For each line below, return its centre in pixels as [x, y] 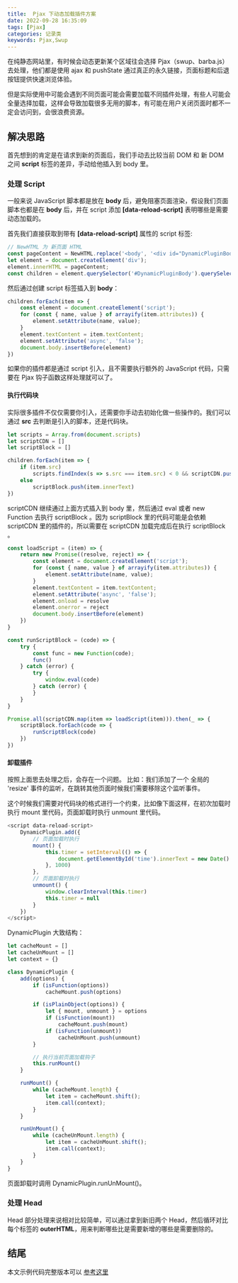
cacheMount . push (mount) [93, 1025]
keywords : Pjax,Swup [38, 40]
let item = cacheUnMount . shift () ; [96, 1142]
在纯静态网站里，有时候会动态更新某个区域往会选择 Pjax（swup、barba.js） [118, 62]
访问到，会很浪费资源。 [54, 112]
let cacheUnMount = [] [41, 953]
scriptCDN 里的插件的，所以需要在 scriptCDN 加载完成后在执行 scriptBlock [117, 525]
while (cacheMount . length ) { [76, 1090]
